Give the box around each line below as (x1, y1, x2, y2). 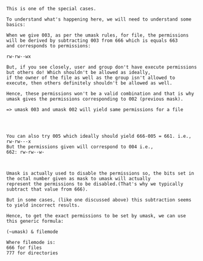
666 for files (6, 245, 43, 251)
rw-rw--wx (6, 53, 32, 59)
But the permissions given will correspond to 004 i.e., (6, 144, 154, 150)
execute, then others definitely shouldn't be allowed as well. (6, 80, 173, 86)
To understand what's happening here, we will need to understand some (6, 16, 191, 22)
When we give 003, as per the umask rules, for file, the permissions (6, 32, 189, 38)
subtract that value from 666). (6, 186, 88, 192)
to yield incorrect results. (6, 202, 80, 208)
